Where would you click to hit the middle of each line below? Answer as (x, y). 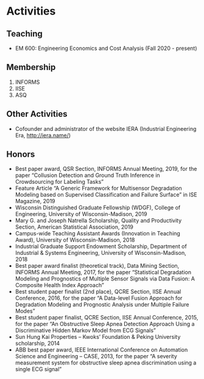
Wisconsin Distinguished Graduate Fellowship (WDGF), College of (98, 207)
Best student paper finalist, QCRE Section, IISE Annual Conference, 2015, (107, 318)
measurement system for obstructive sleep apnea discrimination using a (106, 363)
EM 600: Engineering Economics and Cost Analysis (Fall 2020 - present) (106, 48)
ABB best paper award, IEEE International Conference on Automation (101, 350)
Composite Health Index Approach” (60, 285)
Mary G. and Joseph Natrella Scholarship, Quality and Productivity (98, 221)
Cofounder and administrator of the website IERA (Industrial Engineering (106, 128)
